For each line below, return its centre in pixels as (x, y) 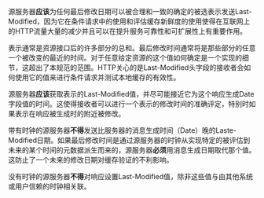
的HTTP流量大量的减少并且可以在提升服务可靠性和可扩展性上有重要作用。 (128, 31)
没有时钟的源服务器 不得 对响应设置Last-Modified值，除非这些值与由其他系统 (131, 176)
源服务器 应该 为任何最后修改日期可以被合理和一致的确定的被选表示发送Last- (130, 11)
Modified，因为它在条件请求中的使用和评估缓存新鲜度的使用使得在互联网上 (129, 21)
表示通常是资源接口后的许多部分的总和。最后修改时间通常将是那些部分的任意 (132, 48)
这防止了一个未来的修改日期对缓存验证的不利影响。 (91, 160)
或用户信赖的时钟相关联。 (49, 186)
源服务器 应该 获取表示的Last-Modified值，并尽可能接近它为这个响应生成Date (131, 94)
